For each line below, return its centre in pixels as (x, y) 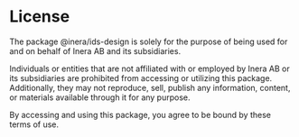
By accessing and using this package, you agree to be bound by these (140, 114)
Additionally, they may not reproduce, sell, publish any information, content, (150, 87)
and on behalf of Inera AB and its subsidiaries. (95, 50)
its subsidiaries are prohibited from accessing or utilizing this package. (141, 78)
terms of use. (34, 124)
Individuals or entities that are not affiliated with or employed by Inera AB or (150, 68)
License (40, 17)
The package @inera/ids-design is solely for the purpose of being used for (149, 41)
